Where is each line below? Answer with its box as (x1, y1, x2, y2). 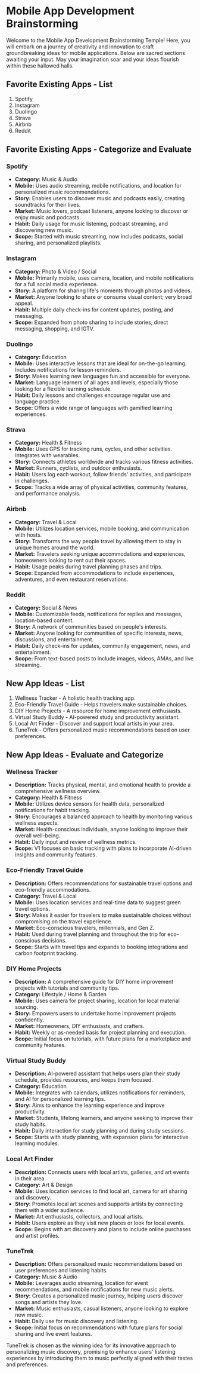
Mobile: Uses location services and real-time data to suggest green (14, 898, 182, 906)
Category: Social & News (14, 604, 77, 611)
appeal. (14, 299, 34, 307)
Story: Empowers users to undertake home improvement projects (14, 1010, 176, 1017)
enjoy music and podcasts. (14, 214, 82, 221)
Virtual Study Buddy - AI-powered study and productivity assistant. (14, 713, 180, 721)
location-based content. (14, 617, 74, 624)
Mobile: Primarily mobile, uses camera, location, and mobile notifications (14, 274, 194, 281)
